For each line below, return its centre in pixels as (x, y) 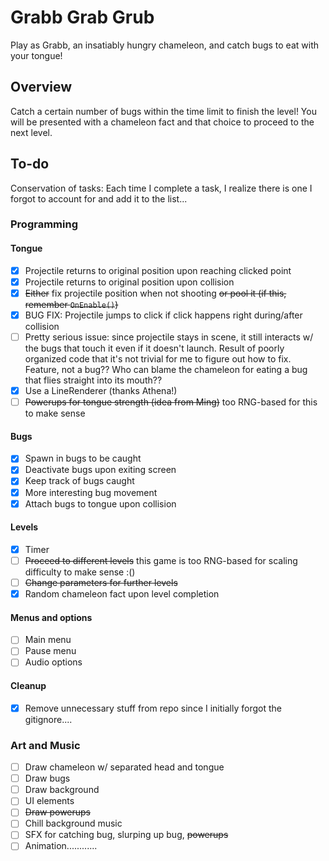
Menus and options (51, 617)
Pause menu (50, 651)
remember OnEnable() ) (71, 304)
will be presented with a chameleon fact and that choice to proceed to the (162, 122)
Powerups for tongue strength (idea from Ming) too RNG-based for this (171, 402)
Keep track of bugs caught (79, 481)
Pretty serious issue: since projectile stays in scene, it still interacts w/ (169, 337)
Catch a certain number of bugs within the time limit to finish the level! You (163, 111)
